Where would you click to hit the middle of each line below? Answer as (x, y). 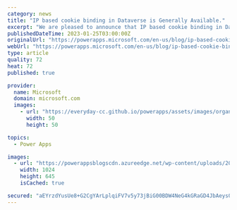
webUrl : (19, 47)
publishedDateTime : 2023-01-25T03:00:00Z (69, 33)
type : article (28, 54)
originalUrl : (26, 40)
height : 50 (42, 125)
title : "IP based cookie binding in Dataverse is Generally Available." (116, 20)
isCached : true (42, 183)
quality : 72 (25, 60)
